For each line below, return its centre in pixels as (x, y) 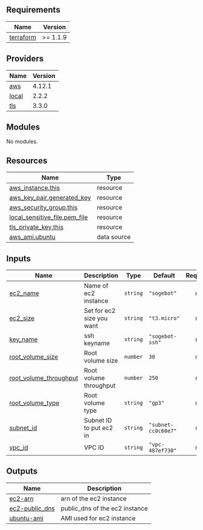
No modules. (22, 142)
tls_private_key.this (37, 227)
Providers (25, 59)
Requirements (33, 10)
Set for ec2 (100, 311)
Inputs (19, 259)
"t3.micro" (164, 318)
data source (114, 237)
